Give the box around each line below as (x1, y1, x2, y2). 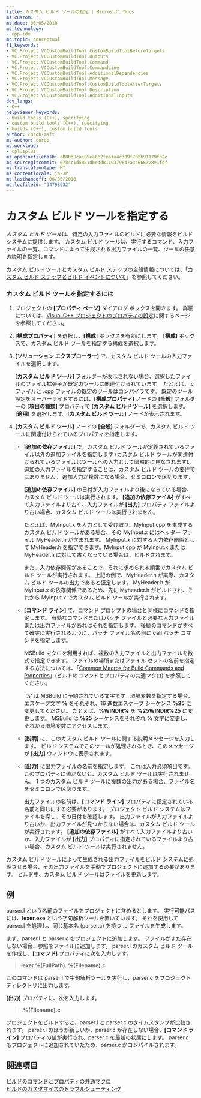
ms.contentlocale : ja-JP (6, 170, 68, 177)
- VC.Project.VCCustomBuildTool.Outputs (6, 53, 109, 59)
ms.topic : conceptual (6, 37, 61, 43)
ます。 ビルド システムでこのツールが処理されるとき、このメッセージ (23, 742, 194, 749)
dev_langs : (6, 98, 34, 104)
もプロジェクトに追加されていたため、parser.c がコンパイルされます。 (6, 1041, 180, 1048)
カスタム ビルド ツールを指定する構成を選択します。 (31, 340, 160, 347)
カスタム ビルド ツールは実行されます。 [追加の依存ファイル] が (23, 493, 181, 500)
